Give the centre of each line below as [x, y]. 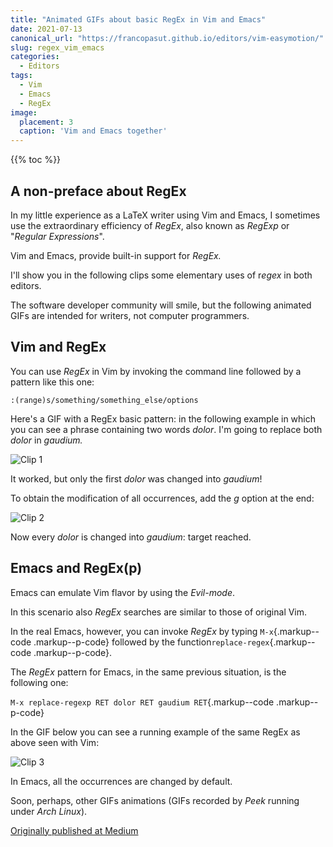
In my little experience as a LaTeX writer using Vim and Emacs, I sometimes [165, 215]
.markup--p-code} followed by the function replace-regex [151, 642]
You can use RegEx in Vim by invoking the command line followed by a [156, 371]
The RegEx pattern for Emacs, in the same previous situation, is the [148, 672]
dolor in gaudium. [46, 440]
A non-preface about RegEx [98, 191]
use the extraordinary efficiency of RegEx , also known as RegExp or [150, 225]
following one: [39, 682]
